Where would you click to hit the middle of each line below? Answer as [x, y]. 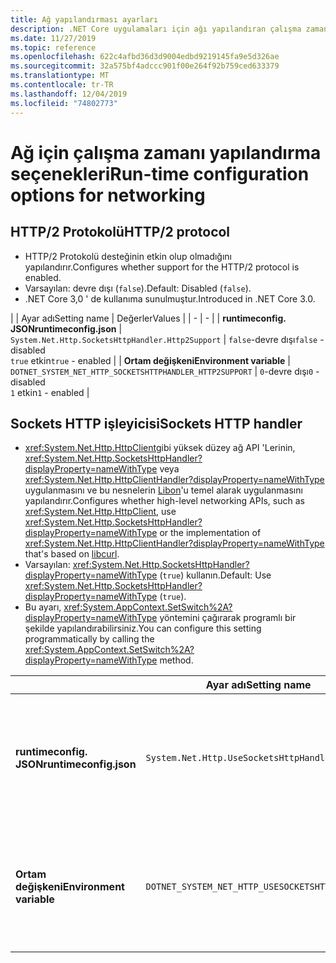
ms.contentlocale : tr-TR [62, 85]
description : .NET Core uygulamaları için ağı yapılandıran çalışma [156, 29]
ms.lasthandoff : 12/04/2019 [69, 94]
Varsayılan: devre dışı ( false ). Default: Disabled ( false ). [138, 288]
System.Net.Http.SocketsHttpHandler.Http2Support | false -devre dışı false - [167, 339]
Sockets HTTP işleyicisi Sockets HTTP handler [156, 423]
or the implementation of [210, 533]
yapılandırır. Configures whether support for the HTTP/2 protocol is [162, 267]
